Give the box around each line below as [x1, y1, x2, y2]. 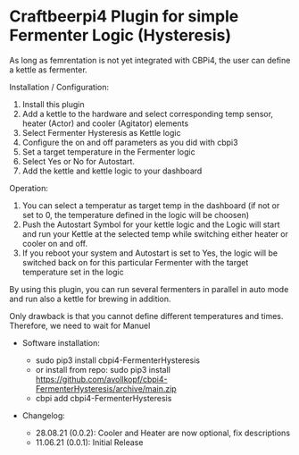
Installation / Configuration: [9, 81, 110, 92]
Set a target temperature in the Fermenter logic [21, 146, 195, 157]
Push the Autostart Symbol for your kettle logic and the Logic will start [21, 219, 280, 230]
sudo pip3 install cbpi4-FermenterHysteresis [35, 355, 201, 366]
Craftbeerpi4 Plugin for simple [9, 6, 239, 27]
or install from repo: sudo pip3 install [35, 364, 171, 375]
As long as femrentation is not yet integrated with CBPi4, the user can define [9, 55, 291, 65]
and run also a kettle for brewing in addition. [9, 293, 171, 304]
